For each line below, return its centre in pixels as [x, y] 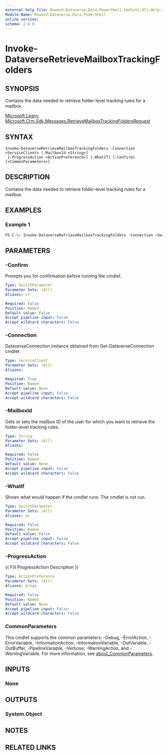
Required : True [21, 379]
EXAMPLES [23, 210]
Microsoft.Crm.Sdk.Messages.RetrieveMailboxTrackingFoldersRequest [78, 121]
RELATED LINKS [30, 748]
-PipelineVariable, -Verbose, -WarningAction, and [78, 648]
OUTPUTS [21, 700]
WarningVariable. [23, 653]
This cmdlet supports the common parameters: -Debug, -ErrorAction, [77, 637]
